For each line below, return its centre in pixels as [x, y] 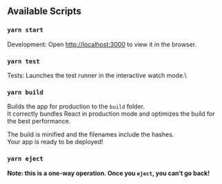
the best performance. [39, 121]
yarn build [25, 92]
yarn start [25, 30]
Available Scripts [44, 11]
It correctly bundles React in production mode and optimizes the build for [111, 114]
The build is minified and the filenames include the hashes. [91, 134]
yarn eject [25, 159]
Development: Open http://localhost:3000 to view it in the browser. [102, 44]
